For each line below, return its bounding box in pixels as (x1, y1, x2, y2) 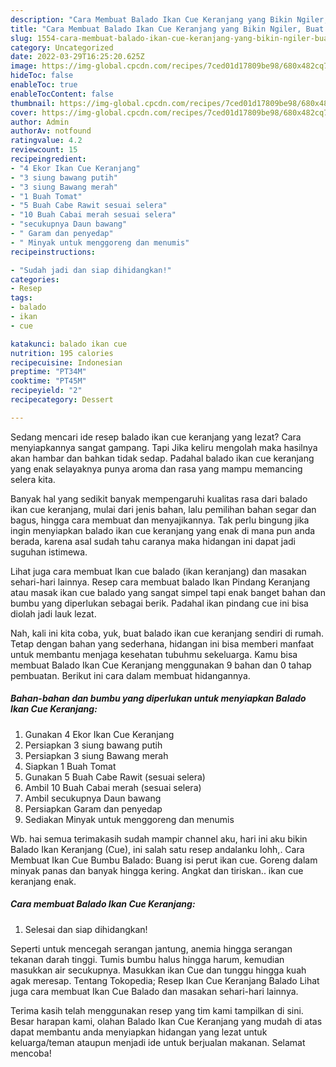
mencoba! (10, 1047, 52, 1059)
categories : (10, 274, 60, 285)
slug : (10, 33, 33, 43)
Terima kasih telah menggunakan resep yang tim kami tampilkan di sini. (10, 1004, 304, 1016)
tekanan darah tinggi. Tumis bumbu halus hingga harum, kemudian (10, 953, 285, 965)
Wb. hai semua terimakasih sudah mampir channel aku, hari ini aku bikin (10, 832, 308, 845)
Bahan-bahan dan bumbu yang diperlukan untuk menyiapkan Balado (10, 692, 307, 705)
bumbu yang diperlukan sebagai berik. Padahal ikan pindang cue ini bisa (10, 597, 309, 609)
